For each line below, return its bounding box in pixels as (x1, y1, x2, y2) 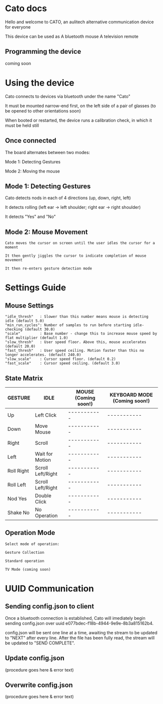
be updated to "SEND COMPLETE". (5, 640, 75, 646)
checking (5, 327, 23, 332)
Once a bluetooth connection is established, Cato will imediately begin (5, 615, 146, 621)
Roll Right (7, 467, 29, 474)
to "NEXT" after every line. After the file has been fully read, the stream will (5, 635, 155, 641)
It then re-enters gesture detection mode (5, 266, 92, 271)
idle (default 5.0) (5, 318, 45, 324)
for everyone (5, 24, 31, 30)
